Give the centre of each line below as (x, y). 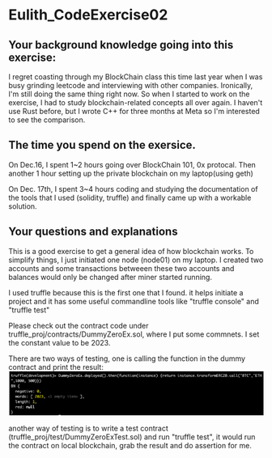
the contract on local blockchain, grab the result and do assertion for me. (130, 445)
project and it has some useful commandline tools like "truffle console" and (134, 301)
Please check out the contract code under (79, 325)
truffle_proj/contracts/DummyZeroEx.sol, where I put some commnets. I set (134, 334)
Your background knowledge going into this (121, 45)
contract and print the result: (56, 367)
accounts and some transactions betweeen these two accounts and (121, 268)
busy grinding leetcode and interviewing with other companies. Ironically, (131, 85)
